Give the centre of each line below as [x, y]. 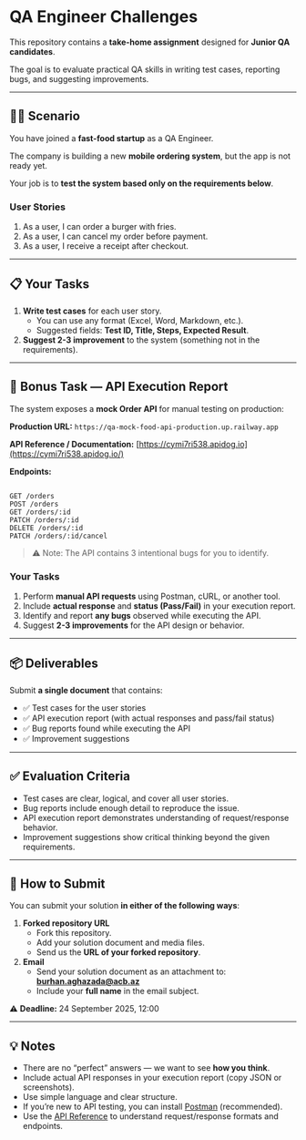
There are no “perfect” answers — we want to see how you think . [146, 1068]
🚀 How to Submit [57, 883]
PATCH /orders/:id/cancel [58, 536]
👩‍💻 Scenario [45, 116]
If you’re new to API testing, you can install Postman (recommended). [153, 1107]
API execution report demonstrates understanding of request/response [156, 817]
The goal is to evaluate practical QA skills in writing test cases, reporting [145, 69]
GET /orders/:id [40, 512]
